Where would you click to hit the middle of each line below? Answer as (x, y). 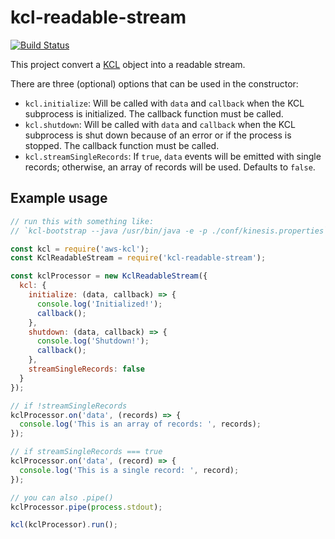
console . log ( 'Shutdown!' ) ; (93, 341)
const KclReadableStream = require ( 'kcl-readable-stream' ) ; (138, 258)
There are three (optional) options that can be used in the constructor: (154, 83)
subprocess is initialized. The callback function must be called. (154, 113)
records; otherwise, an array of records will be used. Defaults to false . (170, 167)
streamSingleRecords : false (86, 369)
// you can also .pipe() (62, 497)
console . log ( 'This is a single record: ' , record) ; (129, 470)
